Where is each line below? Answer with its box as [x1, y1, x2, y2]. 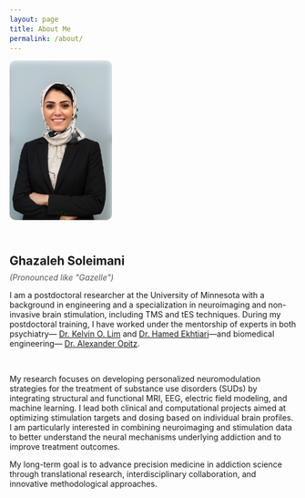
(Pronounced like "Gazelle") [9, 272, 114, 283]
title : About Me [9, 24, 71, 34]
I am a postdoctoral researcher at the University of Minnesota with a [9, 289, 265, 300]
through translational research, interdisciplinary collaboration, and [9, 468, 257, 479]
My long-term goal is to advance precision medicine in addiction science [9, 459, 282, 470]
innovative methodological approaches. [9, 478, 158, 489]
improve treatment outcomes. [9, 441, 121, 451]
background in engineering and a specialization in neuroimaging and [9, 299, 267, 310]
